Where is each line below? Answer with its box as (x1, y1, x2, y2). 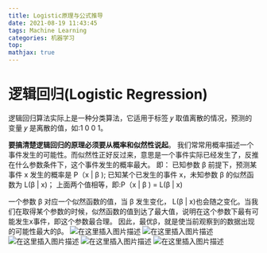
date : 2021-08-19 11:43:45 (8, 19, 98, 27)
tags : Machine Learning (8, 26, 87, 34)
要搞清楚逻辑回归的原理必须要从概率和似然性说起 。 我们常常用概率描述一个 (8, 140, 254, 150)
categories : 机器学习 (8, 33, 75, 42)
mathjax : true (8, 49, 56, 56)
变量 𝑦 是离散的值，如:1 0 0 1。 (8, 123, 108, 132)
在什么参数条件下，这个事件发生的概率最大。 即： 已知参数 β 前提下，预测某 (8, 160, 257, 169)
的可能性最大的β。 (8, 226, 69, 235)
